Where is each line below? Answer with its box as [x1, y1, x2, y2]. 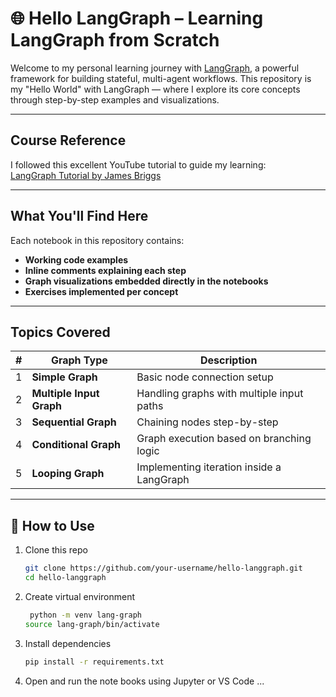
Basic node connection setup [136, 370, 274, 384]
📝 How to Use [10, 517, 95, 534]
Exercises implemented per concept [24, 285, 179, 297]
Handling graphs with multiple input [136, 387, 304, 401]
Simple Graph [31, 370, 98, 384]
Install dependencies [24, 637, 112, 649]
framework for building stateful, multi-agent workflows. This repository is [10, 72, 312, 84]
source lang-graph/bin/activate [24, 619, 160, 629]
